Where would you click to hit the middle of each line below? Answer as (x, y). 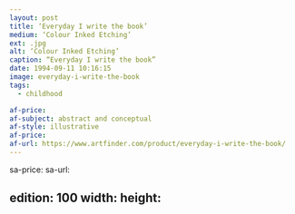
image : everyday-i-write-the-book (75, 77)
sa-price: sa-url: (40, 170)
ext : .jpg (28, 43)
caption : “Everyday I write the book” (83, 60)
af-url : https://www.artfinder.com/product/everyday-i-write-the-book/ (147, 144)
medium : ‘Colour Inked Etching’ (70, 34)
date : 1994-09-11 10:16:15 (60, 69)
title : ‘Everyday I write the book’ (79, 26)
